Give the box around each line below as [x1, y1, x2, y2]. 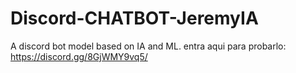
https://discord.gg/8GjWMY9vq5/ [10, 50, 148, 62]
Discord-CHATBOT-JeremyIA [10, 7, 259, 30]
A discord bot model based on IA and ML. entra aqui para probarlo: [10, 40, 287, 52]
